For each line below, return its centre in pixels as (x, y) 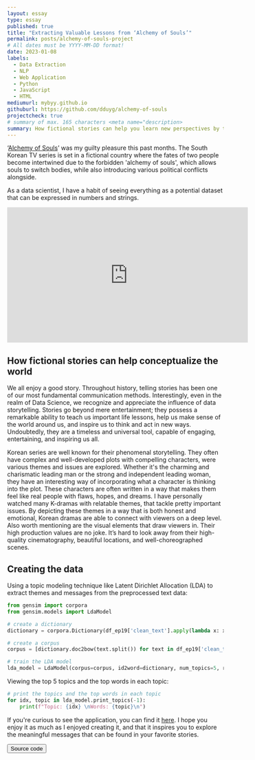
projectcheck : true (35, 115)
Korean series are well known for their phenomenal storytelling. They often (113, 452)
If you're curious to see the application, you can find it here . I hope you (107, 719)
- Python (26, 84)
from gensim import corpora (47, 605)
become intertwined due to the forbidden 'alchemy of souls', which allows (112, 163)
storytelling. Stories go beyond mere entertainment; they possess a (102, 410)
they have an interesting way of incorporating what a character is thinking (111, 482)
